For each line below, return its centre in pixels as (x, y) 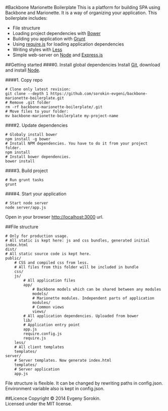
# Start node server (27, 203)
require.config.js (43, 334)
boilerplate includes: (26, 18)
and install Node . (23, 70)
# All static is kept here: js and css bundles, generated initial (78, 241)
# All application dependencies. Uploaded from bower (81, 316)
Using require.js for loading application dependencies (68, 44)
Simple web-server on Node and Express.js (58, 55)
